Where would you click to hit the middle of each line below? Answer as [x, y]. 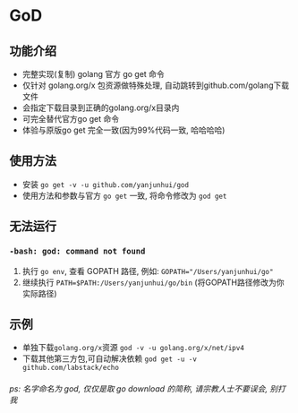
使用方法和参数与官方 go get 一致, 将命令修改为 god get [124, 195]
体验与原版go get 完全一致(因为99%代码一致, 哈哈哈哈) [123, 130]
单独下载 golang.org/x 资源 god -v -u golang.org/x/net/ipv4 [133, 348]
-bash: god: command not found [77, 251]
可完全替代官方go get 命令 [70, 119]
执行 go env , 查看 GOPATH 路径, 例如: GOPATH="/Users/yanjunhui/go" [148, 271]
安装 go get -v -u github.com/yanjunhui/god [106, 184]
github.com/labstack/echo [70, 368]
